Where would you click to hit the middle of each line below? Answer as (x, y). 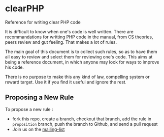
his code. (15, 67)
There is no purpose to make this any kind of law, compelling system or (77, 77)
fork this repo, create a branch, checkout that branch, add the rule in (82, 119)
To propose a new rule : (29, 109)
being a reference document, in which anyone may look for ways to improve (82, 62)
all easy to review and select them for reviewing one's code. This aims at (79, 56)
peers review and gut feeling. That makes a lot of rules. (61, 42)
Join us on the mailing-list (38, 129)
